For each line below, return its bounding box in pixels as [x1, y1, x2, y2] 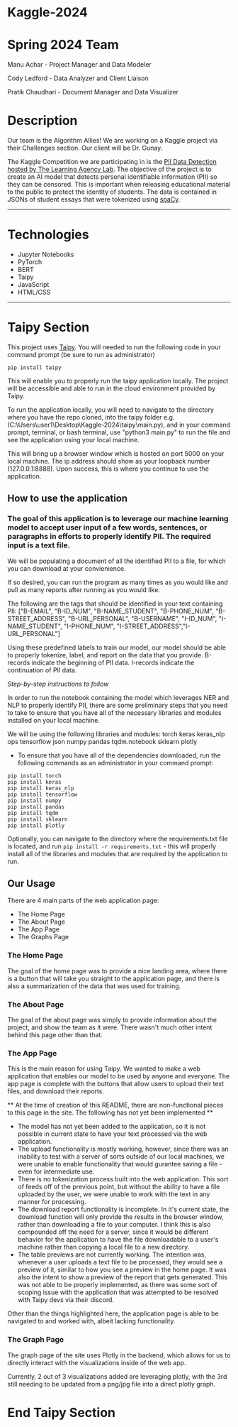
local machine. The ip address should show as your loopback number [7, 456, 210, 465]
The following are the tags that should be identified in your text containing [7, 599, 223, 608]
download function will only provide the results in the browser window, [17, 1213, 225, 1221]
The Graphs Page [17, 933, 69, 941]
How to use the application [7, 493, 128, 505]
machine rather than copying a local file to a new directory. [17, 1243, 190, 1252]
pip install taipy [7, 363, 62, 371]
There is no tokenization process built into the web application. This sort [17, 1175, 229, 1183]
